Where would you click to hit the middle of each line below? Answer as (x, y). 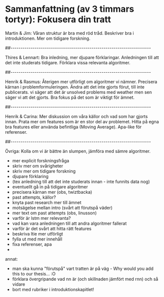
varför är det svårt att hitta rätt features (52, 228)
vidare (19, 284)
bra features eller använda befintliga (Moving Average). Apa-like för (73, 127)
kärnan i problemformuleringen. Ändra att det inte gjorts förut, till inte (75, 87)
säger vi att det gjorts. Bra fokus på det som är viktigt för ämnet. (70, 97)
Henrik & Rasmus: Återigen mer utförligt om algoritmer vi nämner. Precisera (81, 82)
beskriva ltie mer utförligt (38, 234)
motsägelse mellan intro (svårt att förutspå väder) (62, 208)
